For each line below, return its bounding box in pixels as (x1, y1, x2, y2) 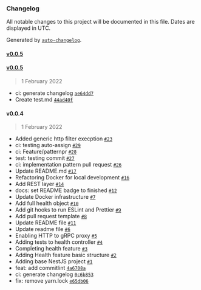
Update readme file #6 (15, 226, 71, 233)
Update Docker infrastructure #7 (15, 193, 96, 201)
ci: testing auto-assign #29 (15, 142, 81, 149)
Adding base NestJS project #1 (15, 258, 93, 265)
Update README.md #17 (15, 167, 77, 174)
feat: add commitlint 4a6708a (15, 264, 86, 272)
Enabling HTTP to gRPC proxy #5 (15, 232, 97, 240)
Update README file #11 (15, 219, 77, 226)
